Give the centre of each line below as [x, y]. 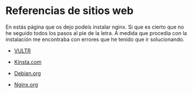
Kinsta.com [28, 62]
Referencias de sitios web [70, 11]
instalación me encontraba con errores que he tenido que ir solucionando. [95, 39]
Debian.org [28, 73]
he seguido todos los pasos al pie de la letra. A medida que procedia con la [96, 33]
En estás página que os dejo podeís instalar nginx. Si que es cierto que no [95, 27]
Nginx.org [26, 84]
